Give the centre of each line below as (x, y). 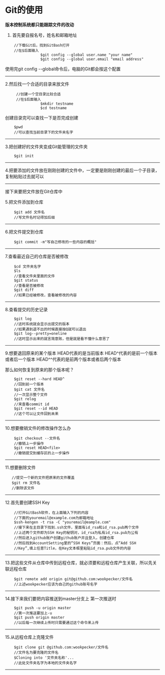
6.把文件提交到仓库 (24, 232)
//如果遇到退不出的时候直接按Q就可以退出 (50, 329)
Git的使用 (24, 10)
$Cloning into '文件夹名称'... (44, 658)
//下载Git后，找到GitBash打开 (42, 45)
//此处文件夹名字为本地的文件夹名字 (45, 663)
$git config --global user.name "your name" (86, 55)
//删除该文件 (23, 488)
